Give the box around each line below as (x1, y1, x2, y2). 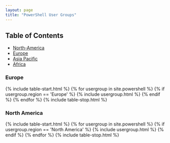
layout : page (5, 7, 33, 13)
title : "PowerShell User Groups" (5, 12, 77, 17)
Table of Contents (5, 31, 64, 40)
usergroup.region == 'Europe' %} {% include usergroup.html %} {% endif (5, 91, 160, 97)
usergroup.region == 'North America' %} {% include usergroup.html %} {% (5, 126, 164, 132)
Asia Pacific (12, 56, 38, 62)
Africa (12, 61, 26, 67)
